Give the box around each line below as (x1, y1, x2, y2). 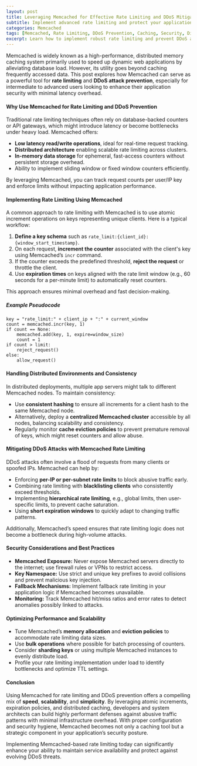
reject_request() (16, 347, 59, 353)
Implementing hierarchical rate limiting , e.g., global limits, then (14, 494, 168, 501)
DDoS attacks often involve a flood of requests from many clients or (6, 458, 170, 465)
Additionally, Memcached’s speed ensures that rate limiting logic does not (6, 524, 185, 532)
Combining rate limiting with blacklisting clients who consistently (14, 482, 174, 489)
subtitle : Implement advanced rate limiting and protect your (6, 19, 161, 25)
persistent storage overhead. (14, 159, 85, 166)
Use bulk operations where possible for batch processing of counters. (14, 640, 186, 647)
